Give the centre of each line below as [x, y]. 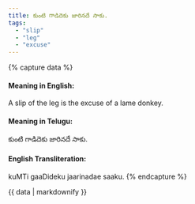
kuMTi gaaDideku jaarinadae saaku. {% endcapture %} [97, 176]
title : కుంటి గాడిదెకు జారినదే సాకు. [58, 15]
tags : [17, 23]
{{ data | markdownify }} [48, 191]
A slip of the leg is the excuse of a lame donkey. [86, 103]
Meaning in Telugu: [41, 121]
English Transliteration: [47, 159]
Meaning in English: [41, 85]
